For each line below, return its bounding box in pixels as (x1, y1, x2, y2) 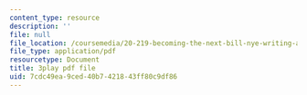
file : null (9, 30, 51, 39)
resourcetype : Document (9, 55, 101, 64)
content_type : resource (9, 13, 101, 23)
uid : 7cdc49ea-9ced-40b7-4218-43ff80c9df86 (9, 72, 178, 81)
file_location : (9, 38, 68, 48)
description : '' (9, 22, 71, 31)
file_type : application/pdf (9, 47, 117, 56)
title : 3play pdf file (9, 64, 96, 73)
